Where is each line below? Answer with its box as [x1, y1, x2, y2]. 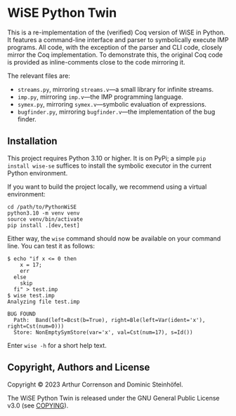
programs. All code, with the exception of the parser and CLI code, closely [7, 43, 223, 51]
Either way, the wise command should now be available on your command [7, 234, 221, 243]
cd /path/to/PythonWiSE [7, 203, 77, 210]
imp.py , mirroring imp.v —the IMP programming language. [17, 93, 184, 101]
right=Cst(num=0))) [7, 323, 65, 330]
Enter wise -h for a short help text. [7, 341, 107, 349]
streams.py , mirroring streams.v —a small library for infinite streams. [17, 85, 214, 93]
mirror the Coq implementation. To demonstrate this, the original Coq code [7, 51, 223, 59]
